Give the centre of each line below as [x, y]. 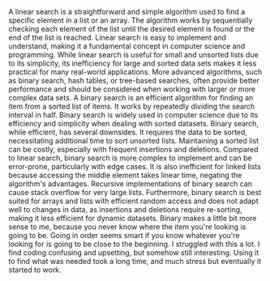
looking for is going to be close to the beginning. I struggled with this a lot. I [134, 244]
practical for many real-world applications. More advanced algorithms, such [135, 72]
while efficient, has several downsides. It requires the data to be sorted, [128, 132]
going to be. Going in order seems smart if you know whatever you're [124, 235]
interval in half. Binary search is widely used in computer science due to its [133, 115]
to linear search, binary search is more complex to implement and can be [131, 158]
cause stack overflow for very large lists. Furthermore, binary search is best [135, 192]
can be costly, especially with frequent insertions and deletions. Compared [133, 149]
